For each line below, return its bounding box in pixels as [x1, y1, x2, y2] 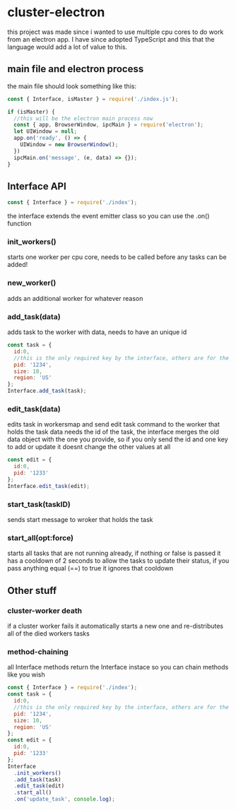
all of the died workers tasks [7, 629, 90, 638]
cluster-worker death [7, 605, 83, 615]
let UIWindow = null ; [13, 128, 78, 135]
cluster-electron [7, 4, 105, 20]
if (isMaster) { [7, 108, 55, 115]
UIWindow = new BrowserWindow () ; [20, 141, 119, 148]
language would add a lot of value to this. [7, 42, 128, 51]
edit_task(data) [7, 404, 61, 414]
